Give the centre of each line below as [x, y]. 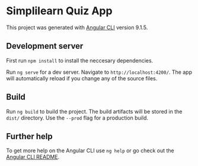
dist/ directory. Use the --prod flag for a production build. [77, 118]
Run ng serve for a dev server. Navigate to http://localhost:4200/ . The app [99, 72]
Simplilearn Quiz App [59, 11]
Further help [30, 136]
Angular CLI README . [33, 157]
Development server [45, 46]
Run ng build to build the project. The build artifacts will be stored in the [94, 111]
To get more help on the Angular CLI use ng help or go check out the [90, 151]
